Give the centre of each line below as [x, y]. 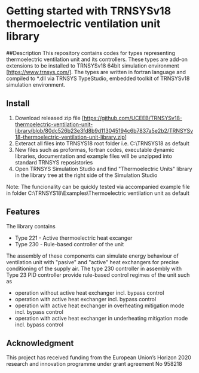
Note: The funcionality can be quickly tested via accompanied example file [98, 186]
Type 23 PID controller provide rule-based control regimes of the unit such [98, 275]
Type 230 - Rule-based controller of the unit [69, 244]
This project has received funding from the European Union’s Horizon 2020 [99, 357]
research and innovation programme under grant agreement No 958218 [94, 364]
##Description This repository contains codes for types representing [91, 53]
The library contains [31, 226]
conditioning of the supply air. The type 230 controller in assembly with [94, 268]
